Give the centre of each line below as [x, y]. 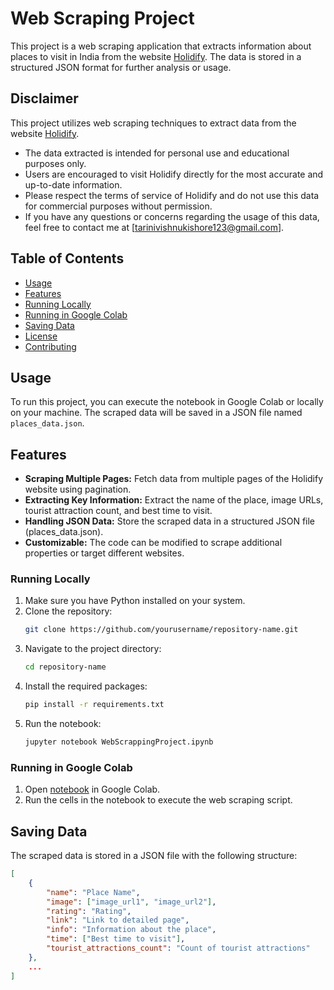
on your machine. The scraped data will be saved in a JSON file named [156, 413]
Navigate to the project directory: [93, 649]
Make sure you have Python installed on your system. [135, 601]
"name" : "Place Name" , [93, 892]
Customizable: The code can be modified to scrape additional [153, 543]
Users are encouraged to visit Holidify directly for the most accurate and [174, 174]
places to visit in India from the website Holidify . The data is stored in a [156, 56]
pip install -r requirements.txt [94, 705]
